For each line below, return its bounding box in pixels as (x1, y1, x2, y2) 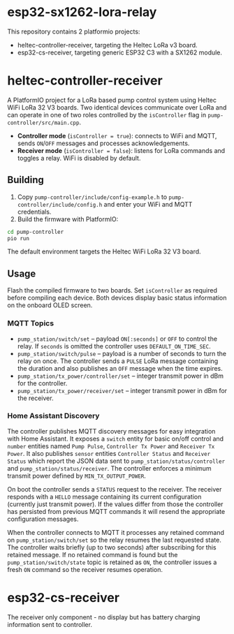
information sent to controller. (7, 620, 93, 628)
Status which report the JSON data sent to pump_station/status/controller (7, 457, 226, 465)
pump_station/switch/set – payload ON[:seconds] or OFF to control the (17, 334, 218, 343)
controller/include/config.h (17, 201, 103, 208)
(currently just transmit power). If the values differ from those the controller (7, 500, 224, 508)
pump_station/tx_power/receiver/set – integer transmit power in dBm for (17, 386, 228, 395)
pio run (7, 235, 30, 242)
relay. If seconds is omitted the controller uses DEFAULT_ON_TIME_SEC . (17, 341, 211, 350)
